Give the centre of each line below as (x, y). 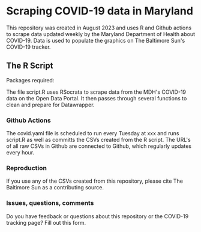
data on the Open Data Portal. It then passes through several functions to (97, 98)
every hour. (20, 153)
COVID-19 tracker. (28, 47)
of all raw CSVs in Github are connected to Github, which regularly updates (99, 146)
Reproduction (26, 168)
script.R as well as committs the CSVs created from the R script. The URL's (98, 140)
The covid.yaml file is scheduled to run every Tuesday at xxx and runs (93, 133)
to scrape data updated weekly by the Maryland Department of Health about (101, 34)
